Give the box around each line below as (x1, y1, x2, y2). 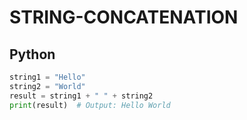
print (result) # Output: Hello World (9, 100, 171, 110)
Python (9, 46, 56, 63)
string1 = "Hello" (9, 72, 86, 82)
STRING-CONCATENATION (9, 6, 239, 29)
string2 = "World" (9, 81, 86, 91)
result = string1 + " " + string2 (9, 91, 154, 101)
